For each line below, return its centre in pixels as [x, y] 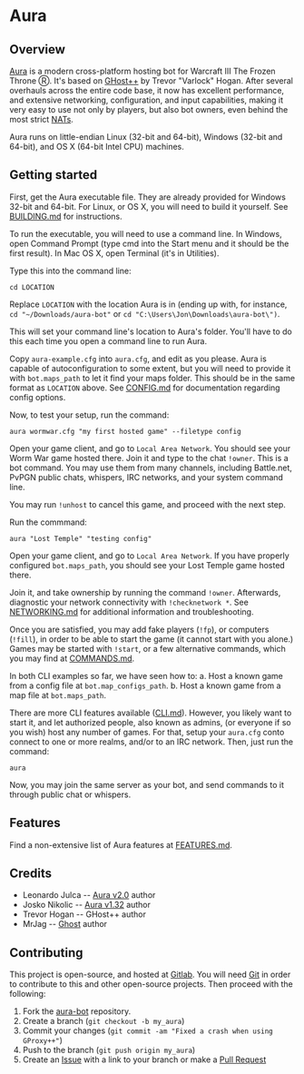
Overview [38, 49]
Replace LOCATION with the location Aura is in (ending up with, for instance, [148, 304]
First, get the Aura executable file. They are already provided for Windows [147, 197]
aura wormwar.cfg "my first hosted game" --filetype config [126, 431]
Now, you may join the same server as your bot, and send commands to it [147, 784]
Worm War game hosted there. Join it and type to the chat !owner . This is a [149, 458]
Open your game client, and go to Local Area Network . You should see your [150, 448]
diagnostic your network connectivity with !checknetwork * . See [129, 602]
